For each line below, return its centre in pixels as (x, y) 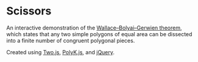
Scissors (29, 11)
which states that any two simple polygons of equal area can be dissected (99, 34)
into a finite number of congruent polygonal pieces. (71, 40)
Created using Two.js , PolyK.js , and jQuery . (60, 52)
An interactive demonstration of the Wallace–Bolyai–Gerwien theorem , (94, 28)
